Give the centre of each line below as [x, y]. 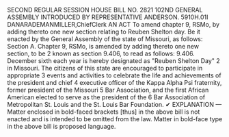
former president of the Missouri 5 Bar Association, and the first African [108, 90]
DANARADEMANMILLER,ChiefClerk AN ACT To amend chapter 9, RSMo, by [113, 24]
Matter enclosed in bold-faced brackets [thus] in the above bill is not [104, 112]
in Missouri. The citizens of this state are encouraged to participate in [105, 68]
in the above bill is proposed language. [62, 126]
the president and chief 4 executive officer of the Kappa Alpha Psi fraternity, [114, 83]
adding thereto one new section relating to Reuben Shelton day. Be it [104, 32]
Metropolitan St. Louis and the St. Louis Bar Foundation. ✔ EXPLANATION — [114, 104]
